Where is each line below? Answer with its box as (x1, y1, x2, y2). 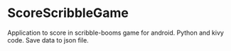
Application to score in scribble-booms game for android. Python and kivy (7, 28, 224, 37)
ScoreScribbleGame (7, 5, 129, 21)
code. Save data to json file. (7, 35, 89, 44)
